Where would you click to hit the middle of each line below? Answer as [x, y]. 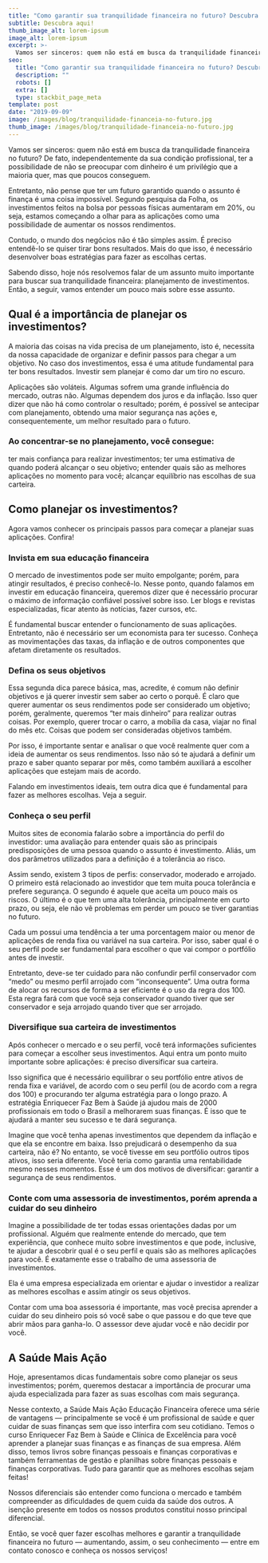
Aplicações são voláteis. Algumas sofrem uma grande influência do [119, 387]
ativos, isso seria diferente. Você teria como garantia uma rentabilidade [125, 1160]
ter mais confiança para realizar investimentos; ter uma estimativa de [122, 459]
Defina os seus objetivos [57, 670]
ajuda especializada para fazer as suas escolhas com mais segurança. [124, 1394]
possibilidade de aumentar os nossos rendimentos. [92, 224]
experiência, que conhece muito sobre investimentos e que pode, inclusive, [132, 1242]
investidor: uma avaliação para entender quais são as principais [113, 842]
